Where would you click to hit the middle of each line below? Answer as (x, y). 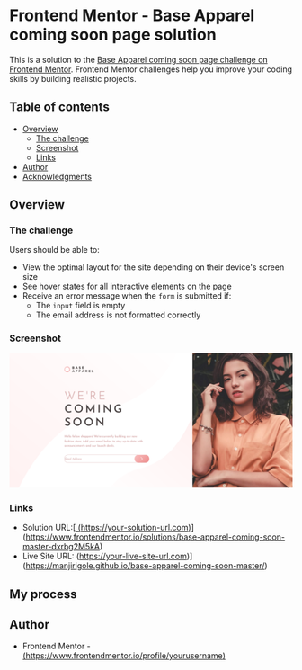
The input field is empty (80, 306)
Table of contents (59, 107)
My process (43, 594)
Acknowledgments (57, 176)
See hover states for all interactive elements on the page (127, 286)
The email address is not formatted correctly (118, 315)
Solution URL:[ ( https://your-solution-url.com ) (107, 528)
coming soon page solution (113, 35)
